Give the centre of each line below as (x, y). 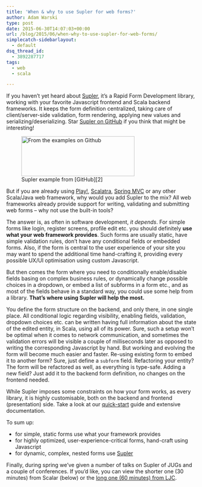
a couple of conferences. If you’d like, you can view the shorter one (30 (95, 471)
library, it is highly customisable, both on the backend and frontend (90, 398)
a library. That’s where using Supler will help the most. (75, 298)
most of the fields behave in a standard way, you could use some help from (100, 291)
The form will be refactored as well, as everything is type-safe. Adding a (96, 367)
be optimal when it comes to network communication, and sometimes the (97, 335)
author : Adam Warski (32, 17)
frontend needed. (28, 380)
